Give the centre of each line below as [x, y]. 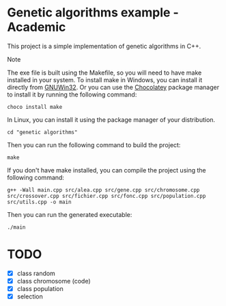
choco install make [35, 107]
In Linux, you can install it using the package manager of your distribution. [111, 119]
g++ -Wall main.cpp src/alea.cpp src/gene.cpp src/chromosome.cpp [103, 190]
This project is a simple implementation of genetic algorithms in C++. [104, 46]
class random [36, 273]
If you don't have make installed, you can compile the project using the [107, 170]
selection [30, 296]
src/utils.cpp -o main [39, 202]
